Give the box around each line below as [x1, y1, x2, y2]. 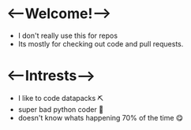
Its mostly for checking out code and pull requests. [17, 39, 184, 48]
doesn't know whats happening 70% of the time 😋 [17, 113, 184, 122]
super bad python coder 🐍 [17, 104, 103, 114]
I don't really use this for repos [17, 31, 118, 40]
